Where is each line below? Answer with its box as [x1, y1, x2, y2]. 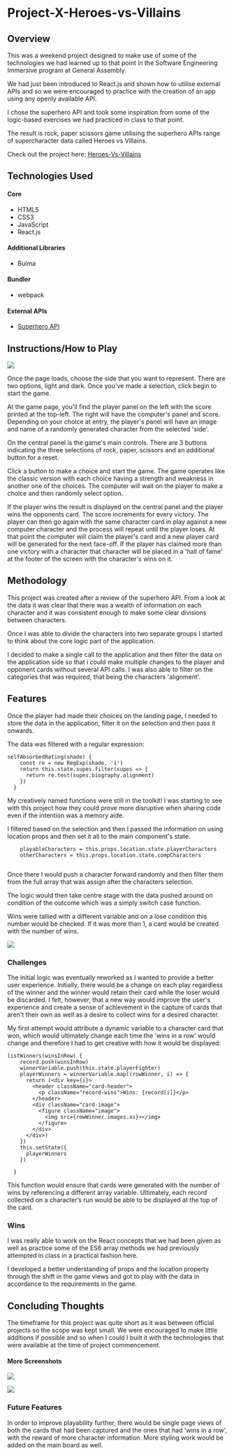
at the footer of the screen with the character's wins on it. [7, 554, 173, 564]
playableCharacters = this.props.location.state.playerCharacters [20, 845, 217, 852]
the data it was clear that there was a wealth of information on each [7, 601, 202, 609]
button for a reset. [7, 453, 59, 462]
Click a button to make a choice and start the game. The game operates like [7, 467, 226, 475]
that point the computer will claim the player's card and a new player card [7, 533, 219, 541]
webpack [17, 291, 44, 299]
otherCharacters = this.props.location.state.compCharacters [20, 852, 201, 859]
